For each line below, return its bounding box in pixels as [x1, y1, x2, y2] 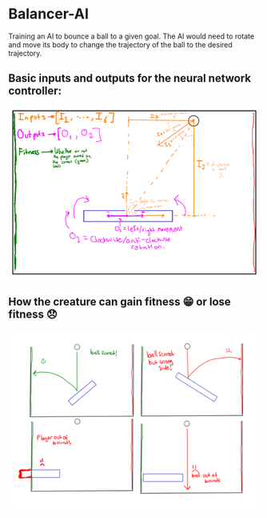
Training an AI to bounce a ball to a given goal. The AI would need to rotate [8, 31, 254, 41]
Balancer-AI [8, 5, 90, 23]
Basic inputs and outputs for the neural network [8, 71, 252, 85]
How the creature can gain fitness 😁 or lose [8, 294, 232, 309]
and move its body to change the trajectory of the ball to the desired [8, 39, 233, 49]
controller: [8, 84, 62, 98]
